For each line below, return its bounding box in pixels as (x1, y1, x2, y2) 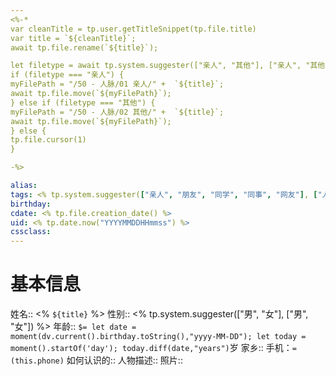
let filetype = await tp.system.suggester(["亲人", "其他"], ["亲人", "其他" (10, 61, 330, 71)
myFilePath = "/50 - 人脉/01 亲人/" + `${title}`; (10, 79, 225, 90)
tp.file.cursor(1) (10, 135, 87, 145)
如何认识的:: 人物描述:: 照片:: (66, 354, 183, 366)
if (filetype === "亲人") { (10, 70, 125, 80)
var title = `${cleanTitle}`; (10, 33, 137, 43)
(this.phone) (10, 356, 65, 366)
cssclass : (10, 227, 52, 237)
